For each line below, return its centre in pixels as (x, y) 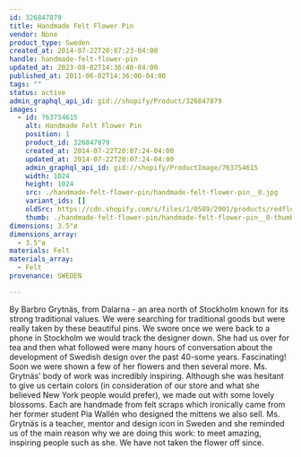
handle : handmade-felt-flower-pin (74, 59)
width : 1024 (47, 176)
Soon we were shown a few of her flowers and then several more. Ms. (138, 366)
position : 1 (47, 134)
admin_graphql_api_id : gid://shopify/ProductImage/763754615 (142, 168)
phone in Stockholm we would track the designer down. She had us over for (149, 338)
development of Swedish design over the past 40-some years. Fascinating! (148, 357)
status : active (38, 92)
